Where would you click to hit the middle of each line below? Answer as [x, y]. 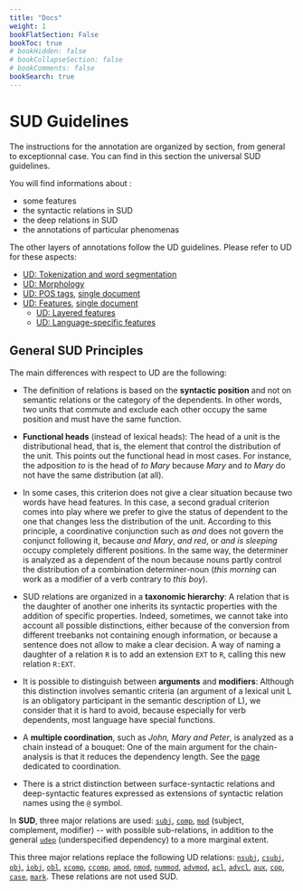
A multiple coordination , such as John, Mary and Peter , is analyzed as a [158, 737]
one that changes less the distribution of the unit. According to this [147, 521]
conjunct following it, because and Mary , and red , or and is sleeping [150, 540]
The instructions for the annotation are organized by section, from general [147, 147]
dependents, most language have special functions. [118, 719]
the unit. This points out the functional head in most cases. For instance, [157, 455]
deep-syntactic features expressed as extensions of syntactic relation [152, 793]
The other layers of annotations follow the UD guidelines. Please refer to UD [151, 247]
